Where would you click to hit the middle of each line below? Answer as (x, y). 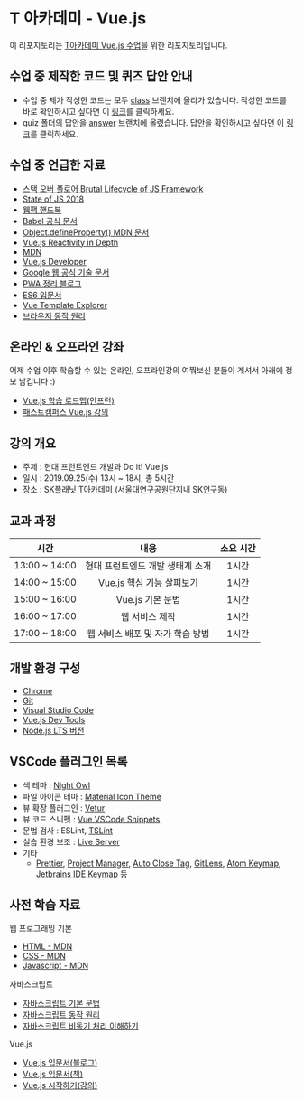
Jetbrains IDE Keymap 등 (82, 874)
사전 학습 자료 (45, 905)
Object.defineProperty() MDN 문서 (86, 232)
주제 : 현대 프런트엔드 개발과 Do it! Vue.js (95, 467)
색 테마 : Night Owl (56, 785)
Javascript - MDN (55, 966)
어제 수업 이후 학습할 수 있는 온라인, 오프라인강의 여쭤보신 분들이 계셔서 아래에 (147, 371)
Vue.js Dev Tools (54, 719)
